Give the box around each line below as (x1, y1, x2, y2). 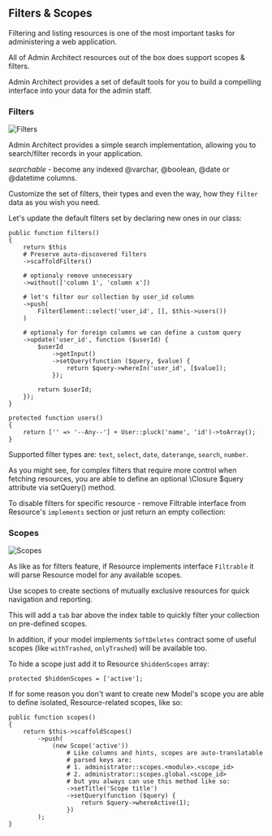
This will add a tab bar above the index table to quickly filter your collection (8, 610, 260, 620)
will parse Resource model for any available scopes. (8, 570, 183, 580)
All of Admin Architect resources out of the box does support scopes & (8, 52, 245, 62)
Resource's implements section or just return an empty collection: (8, 507, 226, 517)
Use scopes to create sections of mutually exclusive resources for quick (8, 586, 250, 596)
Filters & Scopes (8, 7, 93, 20)
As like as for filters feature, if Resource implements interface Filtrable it (8, 561, 254, 572)
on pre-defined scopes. (8, 619, 88, 629)
